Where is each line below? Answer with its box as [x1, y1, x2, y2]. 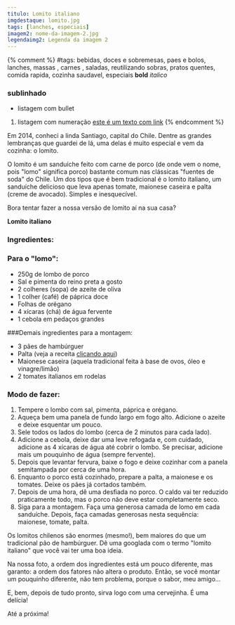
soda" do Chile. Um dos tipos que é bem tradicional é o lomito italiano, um [7, 175, 222, 184]
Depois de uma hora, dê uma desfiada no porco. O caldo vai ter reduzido [17, 487, 229, 496]
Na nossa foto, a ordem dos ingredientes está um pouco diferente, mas [7, 560, 213, 568]
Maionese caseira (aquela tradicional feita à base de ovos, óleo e [17, 357, 206, 365]
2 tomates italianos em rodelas [17, 372, 107, 380]
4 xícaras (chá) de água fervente [17, 307, 112, 315]
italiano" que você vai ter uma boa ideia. [7, 546, 123, 555]
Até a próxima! [7, 610, 49, 618]
